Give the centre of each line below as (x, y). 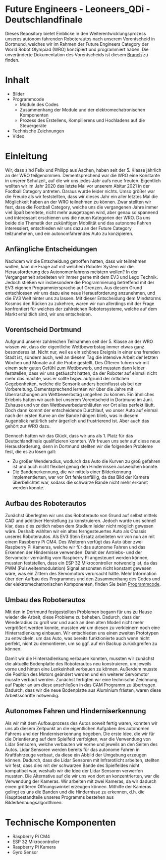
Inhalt (17, 80)
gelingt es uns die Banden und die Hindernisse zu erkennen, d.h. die (75, 792)
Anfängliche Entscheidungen (51, 249)
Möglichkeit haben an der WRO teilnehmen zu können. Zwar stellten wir (78, 202)
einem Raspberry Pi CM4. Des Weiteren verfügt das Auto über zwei (74, 542)
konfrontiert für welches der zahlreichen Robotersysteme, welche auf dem (81, 309)
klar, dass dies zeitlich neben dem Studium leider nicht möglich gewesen (79, 526)
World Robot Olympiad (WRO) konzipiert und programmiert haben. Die (77, 49)
